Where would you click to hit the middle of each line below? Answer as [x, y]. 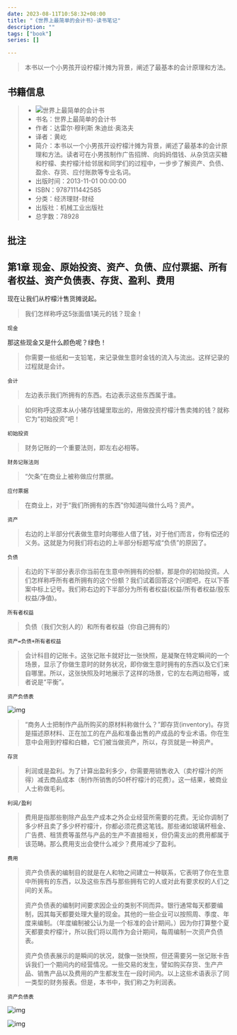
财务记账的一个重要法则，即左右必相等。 [83, 448]
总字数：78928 [57, 216]
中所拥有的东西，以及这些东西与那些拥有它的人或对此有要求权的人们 [124, 881]
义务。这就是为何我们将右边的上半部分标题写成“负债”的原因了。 [117, 543]
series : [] [23, 40]
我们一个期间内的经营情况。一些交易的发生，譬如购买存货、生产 [124, 965]
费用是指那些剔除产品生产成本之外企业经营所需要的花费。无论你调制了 [127, 817]
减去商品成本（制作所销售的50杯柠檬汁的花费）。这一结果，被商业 [132, 780]
